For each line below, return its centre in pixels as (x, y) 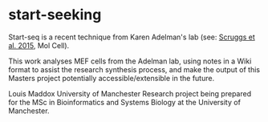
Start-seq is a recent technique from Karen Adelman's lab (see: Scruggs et (132, 37)
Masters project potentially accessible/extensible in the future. (112, 78)
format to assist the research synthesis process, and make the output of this (134, 69)
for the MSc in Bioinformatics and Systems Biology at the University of (124, 102)
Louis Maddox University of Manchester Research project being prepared (130, 93)
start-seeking (55, 15)
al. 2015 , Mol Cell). (39, 45)
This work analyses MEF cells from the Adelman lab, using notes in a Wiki (130, 61)
